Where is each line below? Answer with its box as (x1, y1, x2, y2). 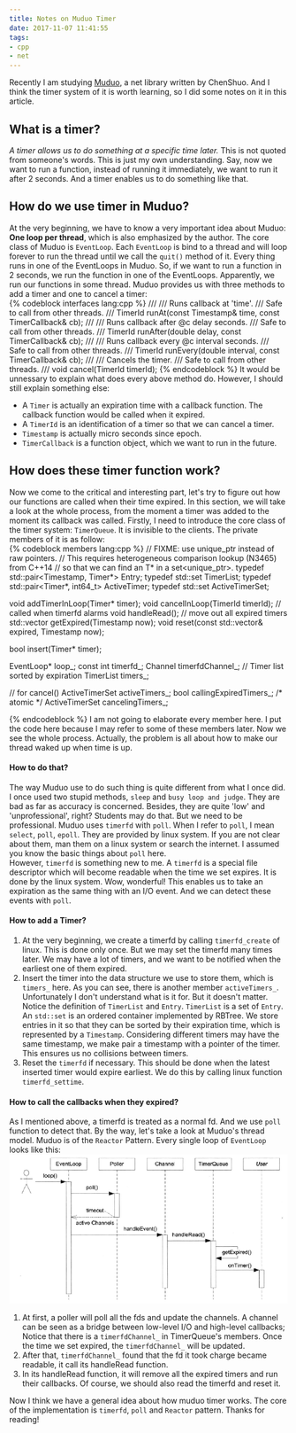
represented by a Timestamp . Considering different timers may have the (21, 1029, 280, 1040)
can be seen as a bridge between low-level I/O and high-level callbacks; (21, 1321, 285, 1333)
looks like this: (9, 1144, 62, 1156)
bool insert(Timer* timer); (9, 643, 102, 654)
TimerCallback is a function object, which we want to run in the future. (21, 437, 277, 448)
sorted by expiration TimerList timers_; (9, 670, 149, 681)
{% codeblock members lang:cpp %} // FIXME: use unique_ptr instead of (9, 543, 275, 554)
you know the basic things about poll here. (9, 847, 167, 859)
